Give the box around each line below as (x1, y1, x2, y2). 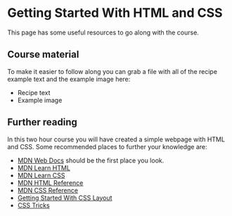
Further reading (7, 116, 77, 128)
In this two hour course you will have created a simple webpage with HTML (7, 135, 225, 144)
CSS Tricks (17, 201, 51, 209)
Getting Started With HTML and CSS (7, 5, 223, 21)
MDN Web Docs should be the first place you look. (17, 156, 165, 165)
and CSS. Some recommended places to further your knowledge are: (7, 142, 207, 151)
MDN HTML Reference (17, 178, 84, 187)
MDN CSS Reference (17, 186, 79, 194)
